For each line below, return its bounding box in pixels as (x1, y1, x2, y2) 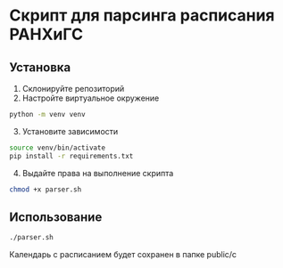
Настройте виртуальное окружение (21, 93, 160, 103)
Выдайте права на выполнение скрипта (21, 167, 174, 178)
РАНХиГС (9, 24, 83, 45)
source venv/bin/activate (9, 143, 105, 152)
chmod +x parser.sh (9, 184, 82, 194)
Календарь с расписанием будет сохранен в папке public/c (9, 249, 237, 260)
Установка (9, 60, 71, 75)
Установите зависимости (21, 126, 119, 136)
